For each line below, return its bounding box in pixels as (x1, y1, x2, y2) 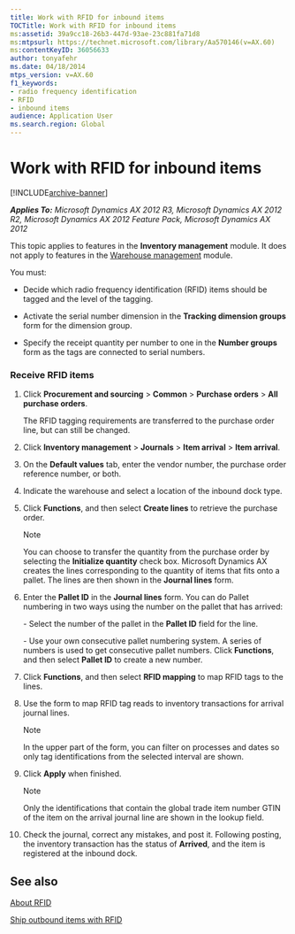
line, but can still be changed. (22, 425, 131, 436)
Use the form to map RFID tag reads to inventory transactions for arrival (22, 699, 284, 709)
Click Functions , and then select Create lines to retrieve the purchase (22, 503, 278, 513)
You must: (10, 266, 47, 277)
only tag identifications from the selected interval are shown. (22, 752, 244, 762)
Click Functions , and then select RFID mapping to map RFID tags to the (22, 672, 284, 683)
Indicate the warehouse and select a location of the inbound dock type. (22, 486, 283, 497)
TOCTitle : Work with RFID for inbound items (10, 21, 177, 30)
